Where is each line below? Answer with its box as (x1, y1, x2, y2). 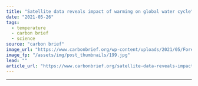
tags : (6, 19, 19, 25)
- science (11, 36, 35, 42)
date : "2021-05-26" (6, 14, 54, 20)
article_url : (6, 63, 38, 69)
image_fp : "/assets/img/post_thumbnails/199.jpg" (6, 52, 131, 58)
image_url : (6, 47, 33, 53)
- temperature (11, 25, 46, 31)
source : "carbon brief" (6, 42, 65, 47)
